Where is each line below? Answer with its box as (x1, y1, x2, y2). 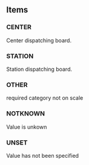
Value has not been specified (6, 152, 79, 159)
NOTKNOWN (6, 109, 45, 118)
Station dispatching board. (6, 65, 73, 73)
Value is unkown (6, 123, 47, 131)
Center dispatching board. (6, 36, 71, 44)
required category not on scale (6, 94, 84, 102)
